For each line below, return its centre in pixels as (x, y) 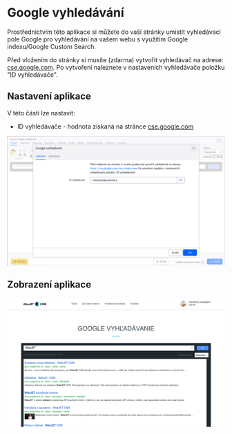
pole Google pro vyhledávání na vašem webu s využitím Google (98, 39)
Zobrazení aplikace (49, 285)
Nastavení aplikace (49, 96)
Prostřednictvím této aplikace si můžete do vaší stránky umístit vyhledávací (114, 32)
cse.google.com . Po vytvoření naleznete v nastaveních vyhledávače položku (116, 67)
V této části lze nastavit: (41, 113)
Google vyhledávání (66, 13)
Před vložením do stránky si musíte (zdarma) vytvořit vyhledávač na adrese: (115, 59)
